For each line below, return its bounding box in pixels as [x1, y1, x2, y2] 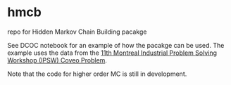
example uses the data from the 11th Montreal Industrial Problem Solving [7, 48, 217, 57]
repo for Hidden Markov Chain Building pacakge [7, 27, 147, 36]
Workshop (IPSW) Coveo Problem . [7, 55, 108, 64]
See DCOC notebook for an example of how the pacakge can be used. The [7, 41, 225, 49]
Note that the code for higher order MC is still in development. [7, 70, 187, 78]
